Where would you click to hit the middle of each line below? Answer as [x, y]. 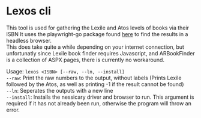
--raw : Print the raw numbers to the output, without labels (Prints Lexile [94, 78]
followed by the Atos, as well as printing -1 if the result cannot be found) [95, 84]
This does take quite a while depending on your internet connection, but [95, 47]
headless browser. [29, 40]
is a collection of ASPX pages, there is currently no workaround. [85, 60]
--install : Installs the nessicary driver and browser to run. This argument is [100, 97]
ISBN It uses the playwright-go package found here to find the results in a [97, 34]
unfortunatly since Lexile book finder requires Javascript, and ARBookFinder [100, 53]
